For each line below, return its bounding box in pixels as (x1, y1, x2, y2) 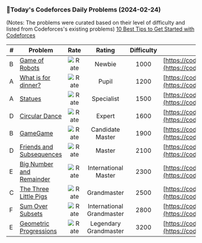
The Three (19, 185, 49, 193)
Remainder (19, 175, 50, 183)
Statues (19, 94, 41, 103)
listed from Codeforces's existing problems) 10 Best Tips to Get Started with (6, 25, 195, 32)
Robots (19, 64, 40, 72)
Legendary (90, 220, 121, 228)
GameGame (19, 129, 54, 138)
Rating (96, 46, 115, 55)
